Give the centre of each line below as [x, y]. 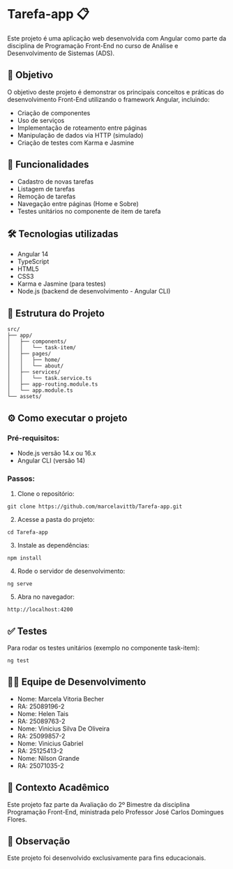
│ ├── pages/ [29, 354]
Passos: [21, 479]
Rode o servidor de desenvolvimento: [71, 571]
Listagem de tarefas [46, 189]
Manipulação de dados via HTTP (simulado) [80, 135]
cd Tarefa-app [28, 532]
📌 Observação [39, 841]
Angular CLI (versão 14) [51, 460]
